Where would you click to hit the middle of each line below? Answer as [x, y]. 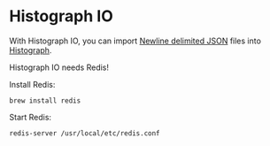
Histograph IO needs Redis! [59, 67]
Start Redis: [30, 117]
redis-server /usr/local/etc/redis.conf [85, 133]
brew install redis [45, 100]
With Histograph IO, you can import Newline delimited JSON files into [135, 41]
